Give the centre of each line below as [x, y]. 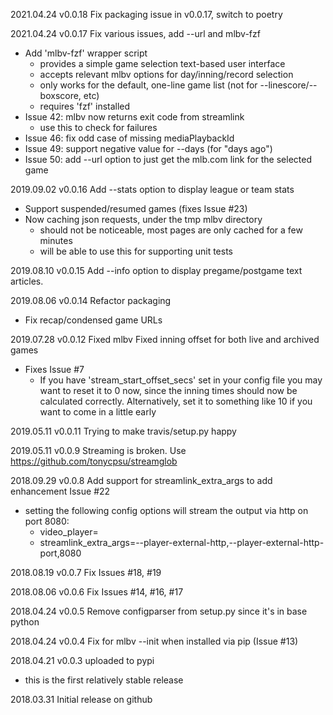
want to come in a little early [98, 412]
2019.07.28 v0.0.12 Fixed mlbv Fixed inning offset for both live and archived [165, 339]
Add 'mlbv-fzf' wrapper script [86, 53]
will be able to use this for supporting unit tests [136, 251]
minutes [56, 240]
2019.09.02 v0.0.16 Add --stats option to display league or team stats [152, 189]
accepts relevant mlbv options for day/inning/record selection [166, 74]
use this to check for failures [98, 127]
